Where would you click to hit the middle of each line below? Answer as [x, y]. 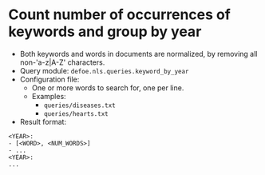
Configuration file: [49, 79]
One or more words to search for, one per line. [108, 87]
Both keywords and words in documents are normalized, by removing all [138, 54]
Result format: [43, 121]
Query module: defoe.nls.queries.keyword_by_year [104, 70]
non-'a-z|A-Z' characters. [62, 62]
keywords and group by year [105, 32]
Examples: [49, 96]
